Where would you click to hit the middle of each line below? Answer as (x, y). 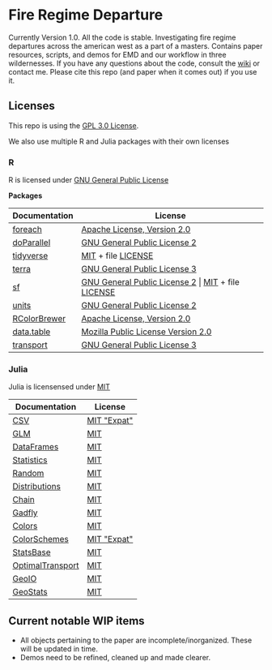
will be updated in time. (59, 649)
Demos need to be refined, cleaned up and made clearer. (115, 658)
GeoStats (30, 592)
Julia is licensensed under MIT (59, 387)
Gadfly (25, 513)
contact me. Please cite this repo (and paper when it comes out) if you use (133, 71)
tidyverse (30, 256)
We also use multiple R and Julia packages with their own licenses (119, 141)
